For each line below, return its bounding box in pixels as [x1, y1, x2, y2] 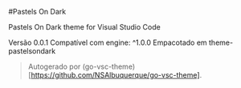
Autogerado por [27, 62, 81, 71]
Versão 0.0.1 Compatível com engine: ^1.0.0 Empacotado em [8, 38, 207, 47]
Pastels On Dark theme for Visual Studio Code [8, 22, 161, 31]
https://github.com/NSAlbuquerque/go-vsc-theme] [31, 70, 200, 79]
